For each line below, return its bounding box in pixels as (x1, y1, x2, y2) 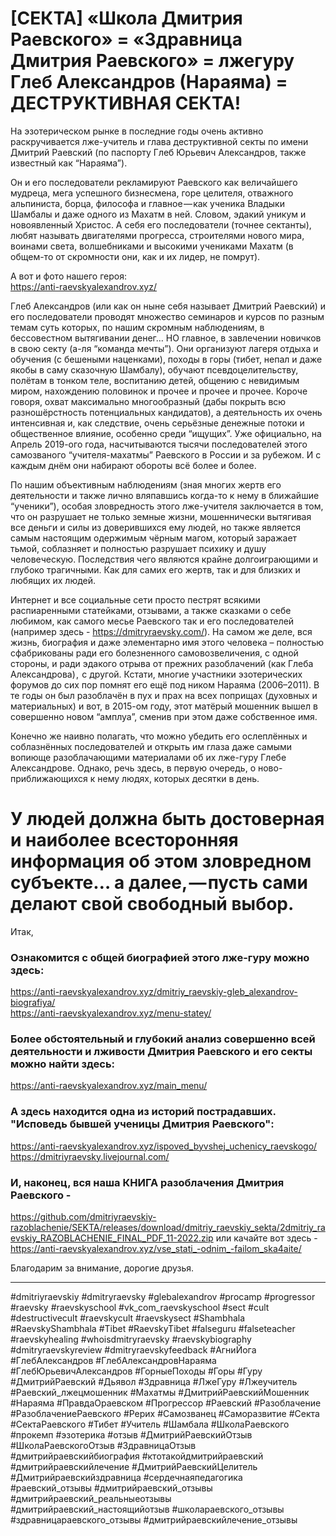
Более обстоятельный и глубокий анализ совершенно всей (10, 1032, 316, 1046)
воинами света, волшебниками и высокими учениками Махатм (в (10, 240, 294, 252)
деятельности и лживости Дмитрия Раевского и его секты (10, 1045, 313, 1059)
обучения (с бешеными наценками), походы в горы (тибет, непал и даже (10, 353, 323, 365)
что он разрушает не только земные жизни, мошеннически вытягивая (10, 510, 312, 522)
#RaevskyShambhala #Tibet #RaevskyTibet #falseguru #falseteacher (10, 1323, 296, 1335)
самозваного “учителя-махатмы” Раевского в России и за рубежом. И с (10, 448, 322, 461)
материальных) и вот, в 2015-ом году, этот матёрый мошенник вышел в (10, 700, 318, 712)
